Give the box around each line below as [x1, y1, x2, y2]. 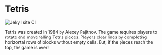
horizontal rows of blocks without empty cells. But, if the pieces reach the [5, 39, 153, 45]
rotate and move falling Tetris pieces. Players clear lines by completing [5, 34, 147, 40]
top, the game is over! [5, 44, 49, 50]
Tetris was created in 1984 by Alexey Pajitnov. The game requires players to [5, 29, 158, 35]
